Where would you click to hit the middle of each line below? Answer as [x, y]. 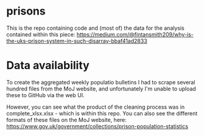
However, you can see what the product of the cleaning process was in [95, 107]
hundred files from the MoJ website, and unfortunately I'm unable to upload [101, 89]
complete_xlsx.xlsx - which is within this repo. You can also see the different [102, 113]
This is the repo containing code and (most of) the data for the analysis [95, 28]
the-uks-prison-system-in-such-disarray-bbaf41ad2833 [77, 41]
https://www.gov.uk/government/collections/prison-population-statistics [97, 126]
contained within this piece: [41, 34]
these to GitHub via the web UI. [45, 95]
